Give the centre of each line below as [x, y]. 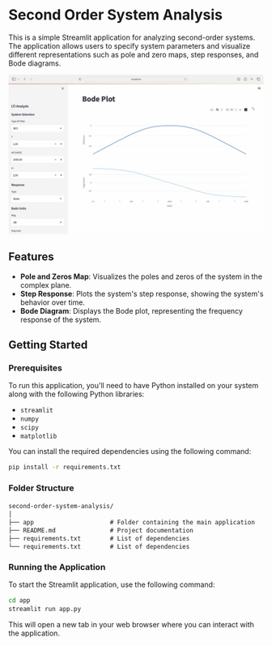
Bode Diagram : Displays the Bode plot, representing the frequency [131, 310]
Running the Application [57, 567]
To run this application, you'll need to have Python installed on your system [134, 386]
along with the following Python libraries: [76, 394]
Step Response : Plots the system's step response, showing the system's [142, 293]
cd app [19, 600]
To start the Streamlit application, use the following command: [112, 584]
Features [31, 257]
